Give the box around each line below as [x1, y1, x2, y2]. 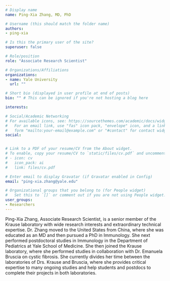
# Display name [5, 7, 37, 13]
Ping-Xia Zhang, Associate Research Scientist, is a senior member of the [5, 216, 157, 222]
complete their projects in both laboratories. [5, 269, 97, 276]
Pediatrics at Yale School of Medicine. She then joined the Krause [5, 243, 142, 249]
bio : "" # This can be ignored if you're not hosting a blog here [5, 96, 148, 101]
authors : [5, 26, 24, 31]
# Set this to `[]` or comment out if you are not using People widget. [5, 193, 166, 198]
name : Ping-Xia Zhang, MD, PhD [5, 12, 71, 17]
